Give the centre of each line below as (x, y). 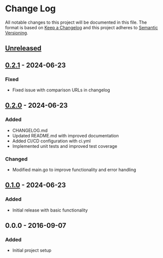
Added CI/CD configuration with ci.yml (51, 141)
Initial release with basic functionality (50, 210)
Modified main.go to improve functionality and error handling (74, 170)
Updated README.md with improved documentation (65, 135)
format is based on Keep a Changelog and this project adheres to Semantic (81, 27)
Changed (17, 159)
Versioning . (17, 33)
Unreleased (23, 48)
